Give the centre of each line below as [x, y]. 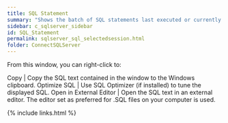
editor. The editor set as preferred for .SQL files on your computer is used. [112, 99]
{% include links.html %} [42, 113]
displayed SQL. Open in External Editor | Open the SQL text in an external [110, 92]
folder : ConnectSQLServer [44, 45]
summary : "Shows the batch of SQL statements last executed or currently [114, 20]
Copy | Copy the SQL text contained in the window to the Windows [101, 78]
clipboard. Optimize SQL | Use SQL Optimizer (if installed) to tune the [104, 85]
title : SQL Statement [38, 13]
